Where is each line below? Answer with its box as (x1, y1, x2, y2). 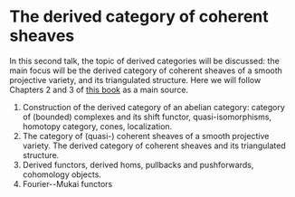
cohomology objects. (22, 169, 102, 180)
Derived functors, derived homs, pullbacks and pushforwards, (22, 159, 254, 170)
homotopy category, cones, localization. (22, 120, 173, 132)
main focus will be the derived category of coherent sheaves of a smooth (9, 65, 283, 76)
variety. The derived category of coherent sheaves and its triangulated (22, 140, 287, 151)
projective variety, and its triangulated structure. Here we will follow (9, 74, 262, 85)
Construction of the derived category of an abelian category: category (22, 101, 285, 112)
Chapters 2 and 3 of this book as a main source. (9, 84, 188, 95)
